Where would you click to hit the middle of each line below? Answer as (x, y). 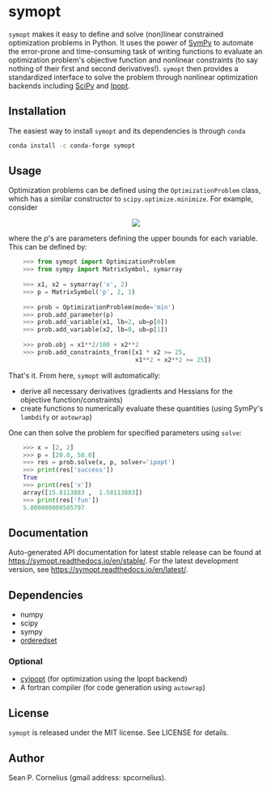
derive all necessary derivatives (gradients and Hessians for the (126, 391)
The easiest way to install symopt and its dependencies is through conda (127, 130)
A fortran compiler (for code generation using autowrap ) (113, 688)
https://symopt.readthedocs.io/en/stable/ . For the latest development (123, 561)
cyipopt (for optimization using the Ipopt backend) (104, 679)
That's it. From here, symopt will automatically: (85, 375)
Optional (25, 661)
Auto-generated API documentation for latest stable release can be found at (135, 553)
